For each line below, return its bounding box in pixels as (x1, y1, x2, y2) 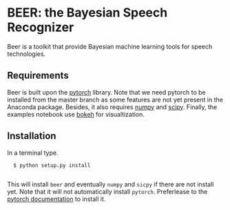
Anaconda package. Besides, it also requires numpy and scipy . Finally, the (7, 102, 218, 111)
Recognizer (7, 19, 74, 35)
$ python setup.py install (13, 162, 91, 169)
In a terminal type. (7, 149, 59, 157)
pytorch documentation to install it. (7, 195, 106, 203)
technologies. (7, 50, 46, 58)
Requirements (7, 70, 69, 82)
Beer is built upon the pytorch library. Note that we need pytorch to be (7, 88, 206, 96)
